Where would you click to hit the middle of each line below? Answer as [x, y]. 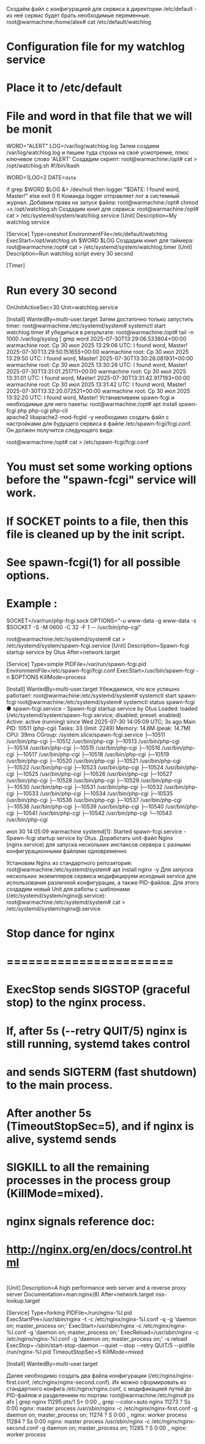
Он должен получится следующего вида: [60, 430]
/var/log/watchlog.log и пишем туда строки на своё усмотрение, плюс [98, 152]
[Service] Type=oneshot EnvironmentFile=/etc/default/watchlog [87, 234]
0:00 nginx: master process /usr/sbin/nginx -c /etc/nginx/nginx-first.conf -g [102, 1408]
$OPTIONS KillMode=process [49, 677]
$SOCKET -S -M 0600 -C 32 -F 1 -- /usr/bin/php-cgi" [74, 627]
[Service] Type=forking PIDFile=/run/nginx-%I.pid [69, 1313]
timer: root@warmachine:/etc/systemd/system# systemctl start [86, 326]
